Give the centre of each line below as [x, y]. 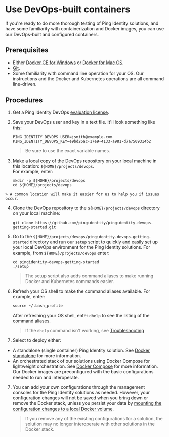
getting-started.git [34, 227]
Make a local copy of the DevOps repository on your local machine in [85, 161]
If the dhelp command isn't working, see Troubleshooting [85, 330]
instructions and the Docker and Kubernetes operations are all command [88, 79]
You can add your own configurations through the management [79, 387]
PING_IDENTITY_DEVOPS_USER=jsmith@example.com [62, 137]
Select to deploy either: [37, 340]
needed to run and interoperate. [46, 377]
